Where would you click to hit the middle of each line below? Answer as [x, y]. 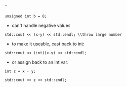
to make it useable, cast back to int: [48, 44]
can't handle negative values [41, 25]
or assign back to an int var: [40, 62]
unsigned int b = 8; [26, 16]
